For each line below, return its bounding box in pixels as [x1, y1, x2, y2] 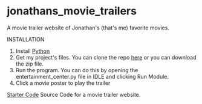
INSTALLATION [7, 35, 45, 43]
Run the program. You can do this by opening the [15, 66, 138, 73]
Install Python [15, 47, 50, 55]
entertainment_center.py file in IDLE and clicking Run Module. [15, 73, 169, 80]
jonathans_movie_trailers [7, 4, 137, 18]
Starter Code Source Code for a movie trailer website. [7, 91, 141, 98]
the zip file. [15, 60, 44, 67]
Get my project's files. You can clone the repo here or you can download [15, 54, 197, 61]
